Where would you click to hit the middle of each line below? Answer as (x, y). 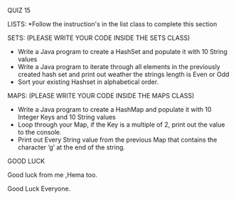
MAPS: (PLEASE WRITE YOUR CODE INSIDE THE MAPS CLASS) (101, 96)
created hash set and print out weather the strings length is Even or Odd (123, 74)
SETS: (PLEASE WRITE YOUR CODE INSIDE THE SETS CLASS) (99, 38)
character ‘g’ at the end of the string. (71, 147)
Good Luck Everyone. (39, 189)
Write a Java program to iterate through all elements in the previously (119, 67)
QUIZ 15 (19, 10)
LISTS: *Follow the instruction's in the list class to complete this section (112, 24)
